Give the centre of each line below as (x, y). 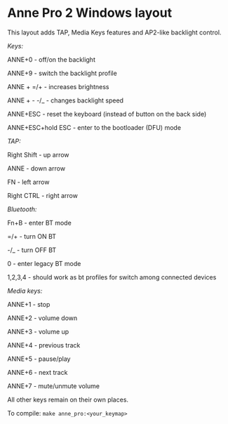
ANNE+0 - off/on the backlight (52, 59)
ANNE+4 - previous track (44, 345)
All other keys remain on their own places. (68, 399)
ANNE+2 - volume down (42, 318)
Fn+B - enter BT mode (39, 223)
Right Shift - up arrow (38, 154)
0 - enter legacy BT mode (44, 263)
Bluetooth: (22, 209)
